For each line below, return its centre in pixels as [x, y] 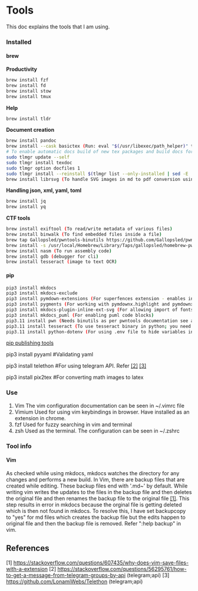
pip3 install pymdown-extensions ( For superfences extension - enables [96, 299]
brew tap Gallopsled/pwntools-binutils [55, 240]
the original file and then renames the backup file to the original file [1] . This [98, 498]
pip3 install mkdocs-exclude [42, 293]
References [28, 548]
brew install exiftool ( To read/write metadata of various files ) [89, 229]
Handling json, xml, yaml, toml [44, 190]
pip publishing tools [30, 343]
